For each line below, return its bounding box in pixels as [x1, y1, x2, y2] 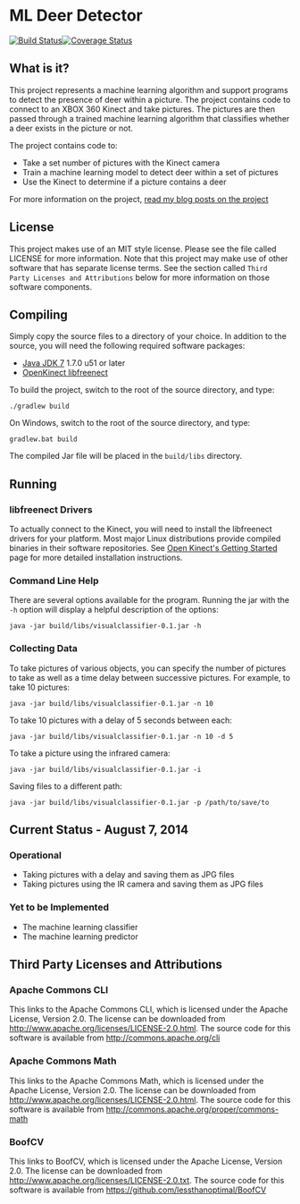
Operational [9, 849, 62, 861]
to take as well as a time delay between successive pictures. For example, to [9, 672, 291, 683]
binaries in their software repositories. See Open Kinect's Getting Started [9, 543, 278, 554]
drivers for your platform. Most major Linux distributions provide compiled [9, 533, 281, 544]
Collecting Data [9, 642, 79, 655]
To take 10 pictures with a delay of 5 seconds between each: [9, 715, 232, 725]
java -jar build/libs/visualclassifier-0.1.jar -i [9, 765, 202, 774]
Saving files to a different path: [9, 780, 122, 792]
